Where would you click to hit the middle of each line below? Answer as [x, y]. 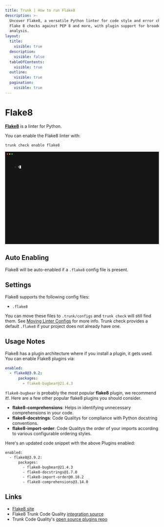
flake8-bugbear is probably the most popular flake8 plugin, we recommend [81, 393]
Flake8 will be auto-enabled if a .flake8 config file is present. [67, 270]
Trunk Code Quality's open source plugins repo [60, 519]
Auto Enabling [27, 258]
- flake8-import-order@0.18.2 [53, 477]
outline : [18, 72]
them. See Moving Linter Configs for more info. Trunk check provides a [76, 321]
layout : [13, 36]
